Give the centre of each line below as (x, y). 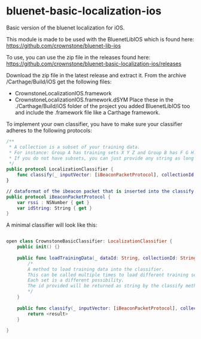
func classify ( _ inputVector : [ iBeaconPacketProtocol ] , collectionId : (107, 175)
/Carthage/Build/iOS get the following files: (59, 82)
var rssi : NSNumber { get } (53, 202)
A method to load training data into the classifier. (96, 269)
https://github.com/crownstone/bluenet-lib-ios (64, 46)
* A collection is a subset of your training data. (74, 147)
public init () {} (39, 247)
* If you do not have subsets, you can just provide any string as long (101, 158)
